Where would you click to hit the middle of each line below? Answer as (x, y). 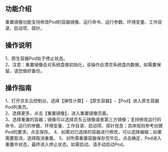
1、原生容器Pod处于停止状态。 (36, 58)
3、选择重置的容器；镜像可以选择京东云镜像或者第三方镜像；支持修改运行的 (83, 120)
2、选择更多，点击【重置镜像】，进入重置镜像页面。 (58, 113)
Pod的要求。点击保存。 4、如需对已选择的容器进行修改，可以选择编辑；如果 (83, 132)
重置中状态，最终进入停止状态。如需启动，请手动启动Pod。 (66, 145)
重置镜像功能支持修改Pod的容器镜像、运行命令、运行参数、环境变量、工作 (81, 22)
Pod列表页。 (18, 107)
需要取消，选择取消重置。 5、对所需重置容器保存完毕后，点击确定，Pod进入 (83, 138)
